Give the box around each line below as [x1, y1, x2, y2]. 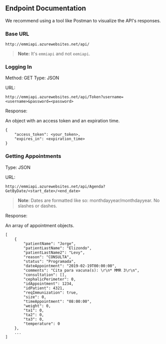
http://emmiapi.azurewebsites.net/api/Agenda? [5, 184, 106, 189]
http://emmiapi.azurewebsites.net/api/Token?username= [5, 95, 124, 100]
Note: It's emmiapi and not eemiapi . [17, 51, 90, 57]
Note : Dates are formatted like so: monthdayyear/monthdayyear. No [17, 197, 160, 203]
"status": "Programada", [23, 259, 76, 264]
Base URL [5, 30, 29, 37]
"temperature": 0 [23, 321, 60, 326]
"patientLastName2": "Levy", [23, 250, 85, 255]
